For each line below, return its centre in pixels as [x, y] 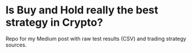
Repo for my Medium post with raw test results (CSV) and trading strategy [96, 38]
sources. [16, 45]
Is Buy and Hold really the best [82, 10]
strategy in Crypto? [54, 22]
